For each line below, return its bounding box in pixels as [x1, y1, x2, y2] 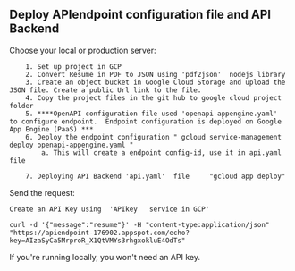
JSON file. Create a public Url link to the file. [9, 85, 202, 95]
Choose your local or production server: [9, 45, 156, 55]
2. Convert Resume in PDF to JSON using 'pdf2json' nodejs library [25, 70, 286, 79]
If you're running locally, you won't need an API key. [9, 251, 201, 262]
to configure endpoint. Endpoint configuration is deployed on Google [9, 116, 282, 126]
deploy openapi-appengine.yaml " [9, 140, 134, 149]
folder [9, 101, 34, 110]
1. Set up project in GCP [25, 62, 122, 71]
